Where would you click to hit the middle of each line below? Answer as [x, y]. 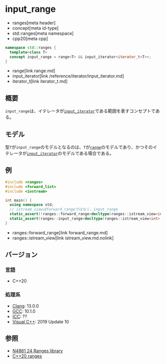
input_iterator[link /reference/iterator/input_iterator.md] [68, 76]
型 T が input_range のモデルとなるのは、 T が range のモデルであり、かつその [79, 147]
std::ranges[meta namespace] [43, 33]
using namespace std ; [32, 205]
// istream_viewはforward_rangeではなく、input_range [64, 209]
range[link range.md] [34, 71]
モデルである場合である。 [88, 153]
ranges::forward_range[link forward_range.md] [60, 232]
